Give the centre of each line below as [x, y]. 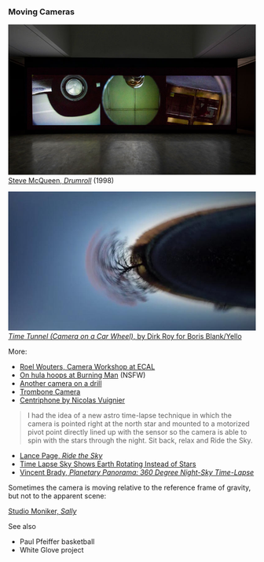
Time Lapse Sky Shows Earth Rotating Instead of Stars [108, 464]
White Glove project [51, 550]
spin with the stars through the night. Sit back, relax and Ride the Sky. [140, 441]
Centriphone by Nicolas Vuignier [72, 400]
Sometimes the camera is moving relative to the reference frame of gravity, [130, 488]
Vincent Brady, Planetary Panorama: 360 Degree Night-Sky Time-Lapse [137, 472]
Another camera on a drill [60, 384]
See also [22, 527]
